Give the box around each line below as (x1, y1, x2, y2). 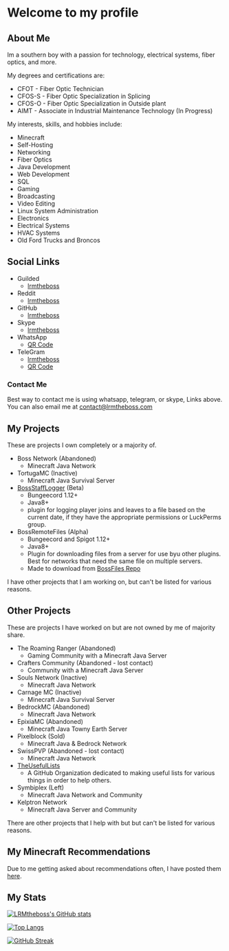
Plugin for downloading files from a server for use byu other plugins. (27, 549, 221, 558)
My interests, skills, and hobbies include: (7, 120, 122, 128)
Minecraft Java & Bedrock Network (27, 739, 127, 747)
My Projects (7, 422, 60, 434)
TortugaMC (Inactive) (17, 469, 78, 477)
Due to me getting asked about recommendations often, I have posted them (7, 864, 221, 872)
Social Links (7, 256, 61, 268)
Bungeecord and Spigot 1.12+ (27, 535, 111, 543)
